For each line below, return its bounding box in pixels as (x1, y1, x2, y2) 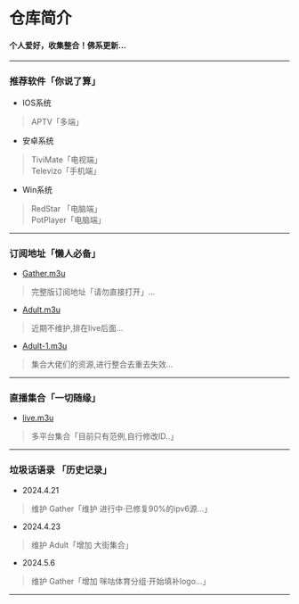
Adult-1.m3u (21, 340, 68, 351)
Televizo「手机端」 (30, 165, 101, 176)
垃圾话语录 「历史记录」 (9, 464, 112, 476)
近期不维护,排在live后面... (30, 322, 124, 333)
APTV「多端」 (30, 116, 85, 127)
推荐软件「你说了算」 (9, 75, 101, 87)
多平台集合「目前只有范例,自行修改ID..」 (30, 431, 179, 442)
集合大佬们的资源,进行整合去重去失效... (30, 359, 174, 369)
